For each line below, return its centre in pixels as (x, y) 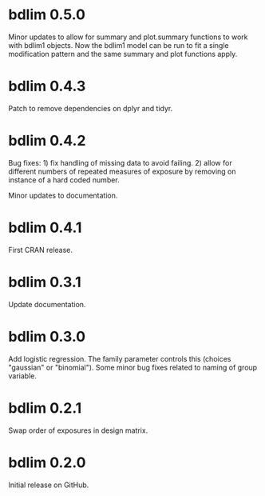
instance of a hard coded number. (64, 180)
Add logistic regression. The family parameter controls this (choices (120, 358)
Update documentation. (47, 304)
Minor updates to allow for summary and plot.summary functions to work (129, 37)
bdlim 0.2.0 (47, 462)
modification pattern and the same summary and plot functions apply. (123, 54)
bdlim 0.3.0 (47, 336)
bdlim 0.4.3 (47, 86)
